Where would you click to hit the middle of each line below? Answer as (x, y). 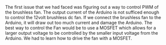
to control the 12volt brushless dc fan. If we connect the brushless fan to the (83, 17)
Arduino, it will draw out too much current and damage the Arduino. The (79, 22)
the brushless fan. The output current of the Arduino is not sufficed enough (82, 12)
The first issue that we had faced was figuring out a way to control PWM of (82, 7)
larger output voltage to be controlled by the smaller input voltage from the (82, 33)
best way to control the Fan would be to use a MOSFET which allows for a (81, 28)
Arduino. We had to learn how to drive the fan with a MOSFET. (69, 38)
